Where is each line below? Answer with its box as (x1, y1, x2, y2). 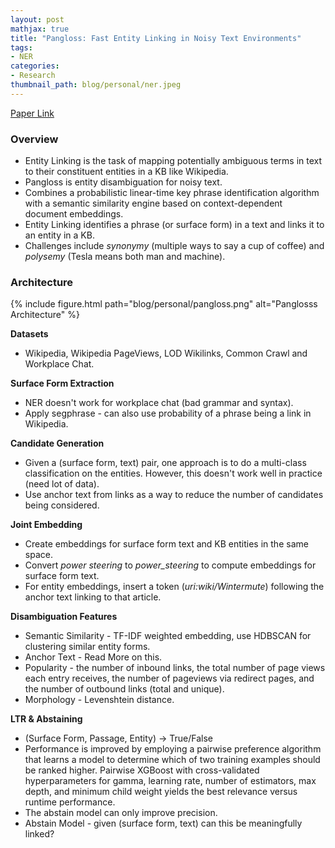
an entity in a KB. (24, 229, 95, 241)
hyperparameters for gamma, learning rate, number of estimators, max (24, 775, 317, 787)
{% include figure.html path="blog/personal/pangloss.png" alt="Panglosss (10, 298, 318, 310)
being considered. (24, 499, 100, 511)
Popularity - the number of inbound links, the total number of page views (24, 662, 326, 674)
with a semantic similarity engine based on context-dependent (24, 197, 283, 210)
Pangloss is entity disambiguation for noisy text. (24, 176, 223, 188)
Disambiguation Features (10, 611, 118, 623)
